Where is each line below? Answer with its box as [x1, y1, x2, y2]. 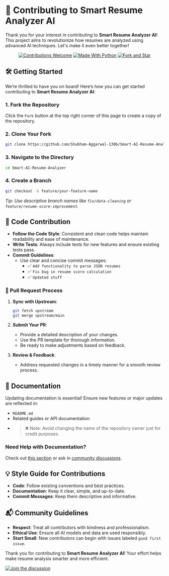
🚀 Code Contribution [5, 217, 71, 226]
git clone [5, 142, 26, 147]
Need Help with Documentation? [5, 443, 87, 450]
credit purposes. [25, 431, 59, 437]
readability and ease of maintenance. [12, 236, 90, 242]
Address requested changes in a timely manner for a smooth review [20, 362, 161, 368]
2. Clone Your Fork [5, 130, 52, 137]
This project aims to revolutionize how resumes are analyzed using [5, 37, 143, 43]
